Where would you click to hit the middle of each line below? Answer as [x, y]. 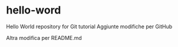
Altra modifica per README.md [44, 38]
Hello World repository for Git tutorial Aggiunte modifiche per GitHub [89, 26]
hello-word [34, 10]
